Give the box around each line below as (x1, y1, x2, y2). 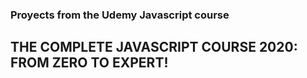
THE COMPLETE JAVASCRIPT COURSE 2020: (10, 39, 298, 56)
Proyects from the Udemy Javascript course (10, 8, 230, 22)
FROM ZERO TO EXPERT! (10, 54, 169, 72)
